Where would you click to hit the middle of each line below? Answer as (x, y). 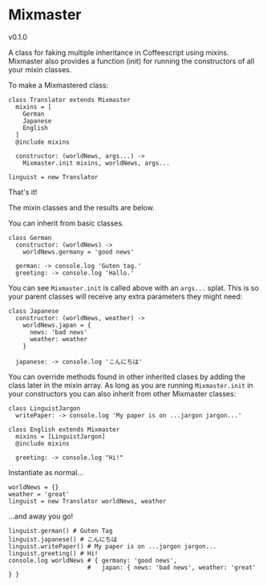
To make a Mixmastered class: (59, 85)
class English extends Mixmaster (64, 429)
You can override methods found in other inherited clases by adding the (127, 376)
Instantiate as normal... (46, 472)
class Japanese (34, 311)
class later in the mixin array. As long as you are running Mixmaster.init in (131, 385)
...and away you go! (41, 516)
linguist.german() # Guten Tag (61, 531)
